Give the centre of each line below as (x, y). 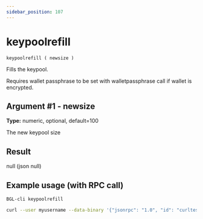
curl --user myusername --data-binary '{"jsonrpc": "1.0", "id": (90, 210)
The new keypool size (34, 132)
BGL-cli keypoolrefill (35, 199)
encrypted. (20, 87)
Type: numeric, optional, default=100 (52, 121)
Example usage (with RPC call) (65, 185)
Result (19, 152)
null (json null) (24, 166)
